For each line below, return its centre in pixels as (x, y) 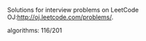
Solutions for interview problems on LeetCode (73, 10)
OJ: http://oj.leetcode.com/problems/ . (60, 17)
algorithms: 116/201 (35, 30)
